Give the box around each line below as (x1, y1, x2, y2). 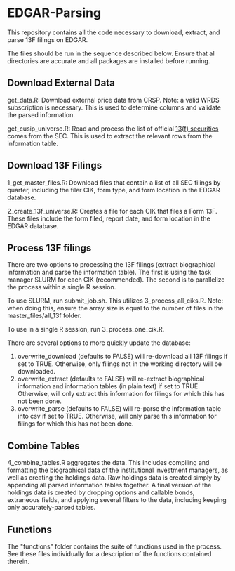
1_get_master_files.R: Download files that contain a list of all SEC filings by (7, 178, 221, 187)
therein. (7, 557, 29, 565)
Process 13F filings (7, 242, 92, 254)
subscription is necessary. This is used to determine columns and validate (7, 103, 222, 112)
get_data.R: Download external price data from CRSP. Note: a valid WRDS (7, 96, 220, 104)
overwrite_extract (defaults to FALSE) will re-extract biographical (17, 374, 205, 383)
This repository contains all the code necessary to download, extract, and (7, 28, 220, 37)
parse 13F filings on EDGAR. (7, 35, 88, 44)
